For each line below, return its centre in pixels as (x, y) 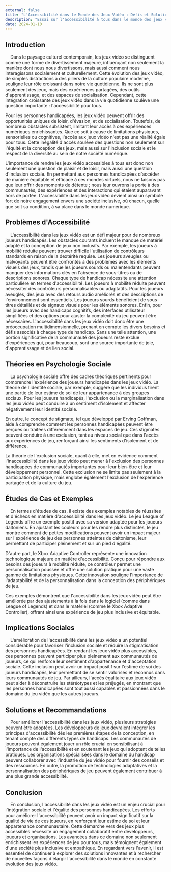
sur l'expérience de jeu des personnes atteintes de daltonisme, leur (76, 538)
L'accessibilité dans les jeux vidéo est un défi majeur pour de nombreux (85, 235)
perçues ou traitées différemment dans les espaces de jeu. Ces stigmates (82, 429)
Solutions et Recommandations (56, 710)
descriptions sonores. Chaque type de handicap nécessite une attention (81, 278)
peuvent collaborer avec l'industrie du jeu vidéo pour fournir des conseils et (85, 760)
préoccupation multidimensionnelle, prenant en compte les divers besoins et (85, 327)
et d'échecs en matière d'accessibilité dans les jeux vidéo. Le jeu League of (85, 516)
